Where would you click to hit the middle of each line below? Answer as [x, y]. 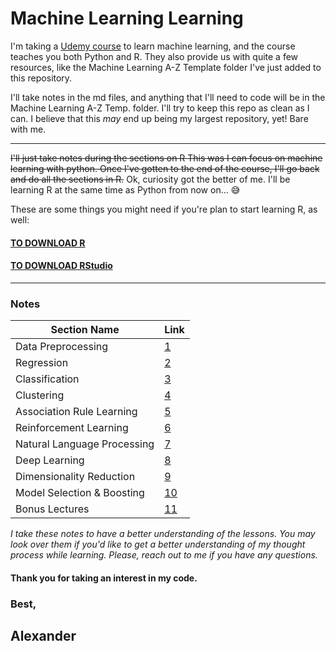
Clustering [40, 395]
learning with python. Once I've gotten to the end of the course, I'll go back [165, 168]
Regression [42, 363]
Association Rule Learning [76, 412]
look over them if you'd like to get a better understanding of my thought [158, 544]
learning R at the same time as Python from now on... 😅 [125, 189]
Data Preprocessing [62, 347]
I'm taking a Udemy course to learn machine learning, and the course [153, 46]
